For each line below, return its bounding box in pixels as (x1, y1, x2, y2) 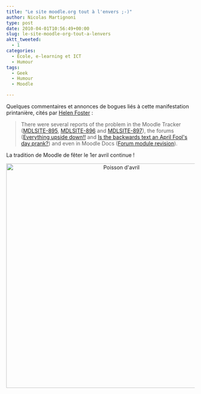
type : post (6, 20, 33, 26)
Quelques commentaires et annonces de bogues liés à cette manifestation (6, 103, 190, 110)
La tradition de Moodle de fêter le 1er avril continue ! (6, 151, 135, 159)
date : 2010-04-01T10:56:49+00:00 (6, 25, 90, 32)
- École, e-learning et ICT (11, 53, 82, 59)
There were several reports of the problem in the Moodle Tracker (20, 121, 181, 128)
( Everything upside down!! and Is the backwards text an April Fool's (20, 134, 188, 141)
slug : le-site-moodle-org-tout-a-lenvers (6, 31, 111, 37)
